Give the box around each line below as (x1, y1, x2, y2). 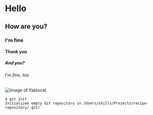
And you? (5, 60, 25, 66)
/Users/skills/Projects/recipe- (83, 100, 149, 106)
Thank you (5, 49, 27, 55)
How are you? (5, 22, 48, 31)
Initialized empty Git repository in (5, 100, 82, 106)
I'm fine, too (5, 72, 29, 78)
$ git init (5, 97, 27, 101)
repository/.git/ (5, 105, 40, 110)
